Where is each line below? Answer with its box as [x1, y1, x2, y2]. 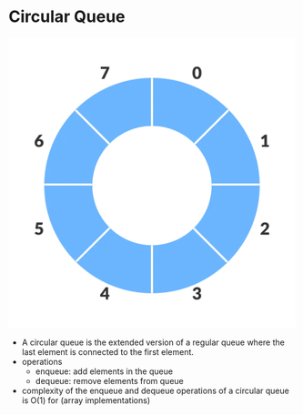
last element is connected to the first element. [21, 347, 195, 358]
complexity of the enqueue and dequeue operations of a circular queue [21, 385, 290, 397]
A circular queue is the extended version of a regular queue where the [21, 337, 286, 348]
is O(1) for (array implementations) [21, 395, 151, 406]
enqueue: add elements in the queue [35, 366, 174, 377]
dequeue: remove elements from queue [35, 376, 184, 387]
